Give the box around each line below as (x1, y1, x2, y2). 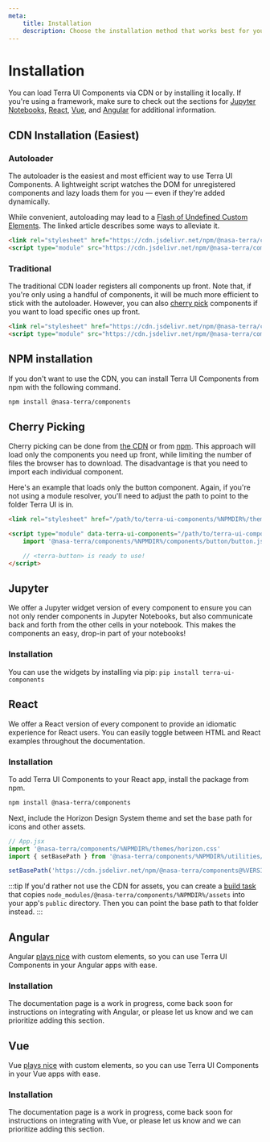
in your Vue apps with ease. (8, 1069, 100, 1079)
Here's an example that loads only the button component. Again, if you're (8, 482, 251, 492)
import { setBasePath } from (8, 852, 106, 860)
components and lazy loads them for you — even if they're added (8, 188, 226, 197)
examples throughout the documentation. (8, 736, 145, 746)
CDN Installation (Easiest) (8, 128, 140, 142)
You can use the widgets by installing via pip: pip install (8, 667, 199, 677)
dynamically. (8, 197, 51, 206)
